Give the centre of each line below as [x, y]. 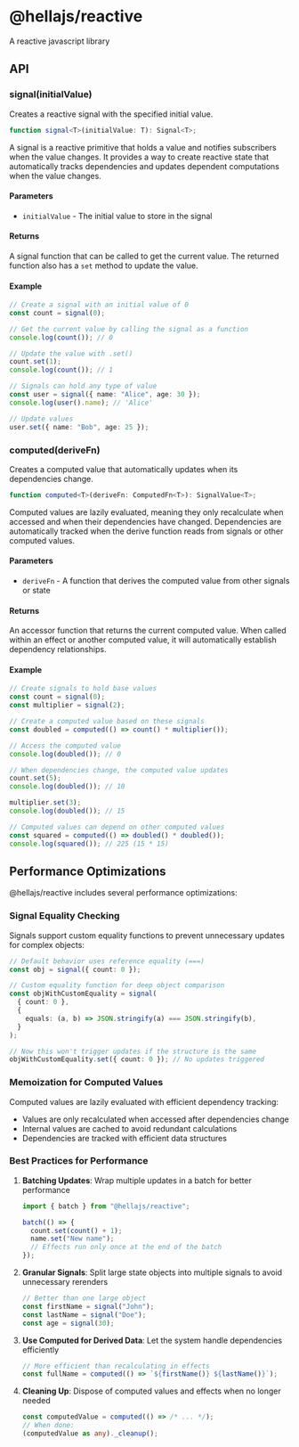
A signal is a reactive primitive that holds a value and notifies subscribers [143, 147]
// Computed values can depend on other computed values [117, 827]
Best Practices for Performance [79, 1161]
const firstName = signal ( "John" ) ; [88, 1306]
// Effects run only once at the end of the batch [126, 1247]
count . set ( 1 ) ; [36, 362]
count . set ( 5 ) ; [36, 778]
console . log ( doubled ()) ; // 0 [65, 754]
